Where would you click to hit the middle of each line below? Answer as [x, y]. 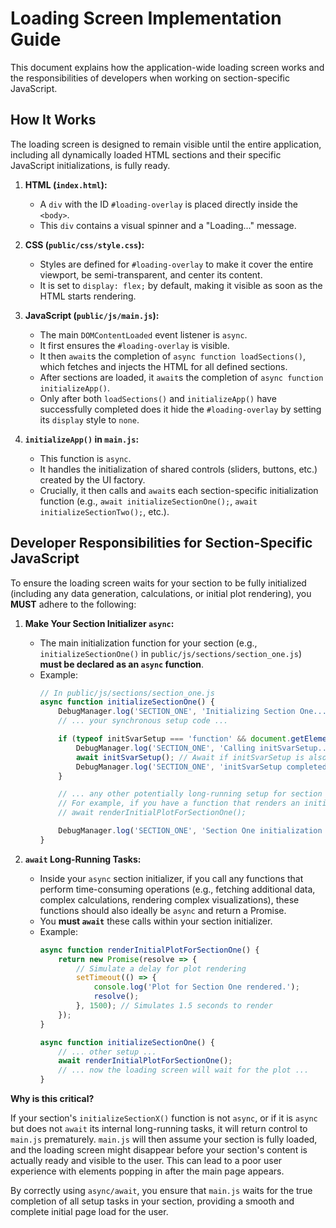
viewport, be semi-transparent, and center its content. [151, 274]
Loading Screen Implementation [146, 18]
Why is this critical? [52, 1099]
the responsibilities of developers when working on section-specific [150, 78]
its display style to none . [89, 419]
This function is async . [85, 458]
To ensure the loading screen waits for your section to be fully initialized [158, 583]
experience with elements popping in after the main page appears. [147, 1171]
